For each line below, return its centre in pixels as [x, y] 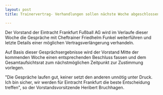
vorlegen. [15, 67]
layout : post [18, 9]
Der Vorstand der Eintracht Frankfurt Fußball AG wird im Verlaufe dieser [77, 32]
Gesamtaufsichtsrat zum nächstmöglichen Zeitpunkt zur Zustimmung [74, 62]
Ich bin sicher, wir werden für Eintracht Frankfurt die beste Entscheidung [78, 82]
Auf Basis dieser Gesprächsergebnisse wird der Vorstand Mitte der [72, 52]
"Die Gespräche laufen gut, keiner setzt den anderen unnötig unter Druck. [79, 77]
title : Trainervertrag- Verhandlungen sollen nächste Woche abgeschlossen [82, 14]
